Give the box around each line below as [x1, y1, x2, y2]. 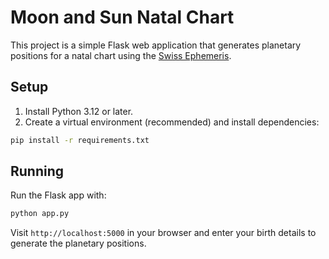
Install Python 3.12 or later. [24, 105, 134, 117]
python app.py [10, 209, 70, 219]
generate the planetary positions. [10, 237, 147, 250]
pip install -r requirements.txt [10, 135, 150, 145]
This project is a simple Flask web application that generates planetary [10, 39, 302, 51]
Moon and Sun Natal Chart [10, 6, 235, 29]
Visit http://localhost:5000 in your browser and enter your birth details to [10, 227, 317, 239]
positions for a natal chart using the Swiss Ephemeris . [10, 49, 232, 61]
